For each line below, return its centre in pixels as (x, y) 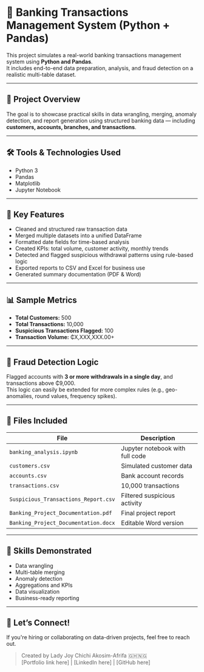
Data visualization (37, 591)
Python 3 (26, 170)
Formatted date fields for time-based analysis (72, 242)
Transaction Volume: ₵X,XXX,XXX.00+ (65, 337)
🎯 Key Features (36, 215)
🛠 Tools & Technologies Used (64, 152)
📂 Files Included (37, 421)
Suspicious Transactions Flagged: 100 (64, 331)
